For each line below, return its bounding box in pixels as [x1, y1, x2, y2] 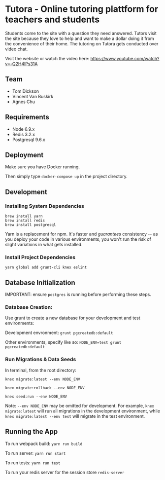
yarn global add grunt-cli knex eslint [5, 265, 87, 270]
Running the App [5, 428, 58, 436]
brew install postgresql [5, 222, 56, 227]
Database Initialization [5, 278, 75, 287]
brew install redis [5, 218, 45, 223]
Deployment [5, 150, 44, 159]
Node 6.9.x [12, 126, 35, 132]
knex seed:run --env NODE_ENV [5, 394, 67, 399]
